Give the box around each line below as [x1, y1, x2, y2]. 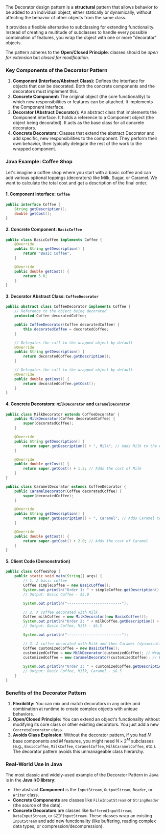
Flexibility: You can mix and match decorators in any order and [12, 701, 141, 707]
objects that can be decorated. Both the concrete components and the [12, 83, 155, 89]
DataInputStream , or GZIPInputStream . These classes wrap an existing [12, 813, 152, 819]
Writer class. [12, 792, 39, 798]
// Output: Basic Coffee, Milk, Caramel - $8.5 [23, 669, 122, 674]
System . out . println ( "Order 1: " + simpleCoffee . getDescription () [23, 587, 160, 592]
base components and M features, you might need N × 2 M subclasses [12, 737, 154, 744]
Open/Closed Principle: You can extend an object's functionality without [12, 716, 160, 722]
